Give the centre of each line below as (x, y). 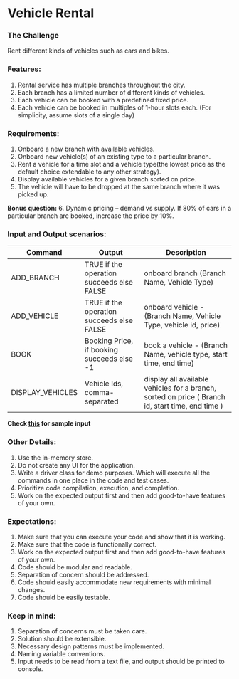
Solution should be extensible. (62, 639)
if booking (101, 350)
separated (101, 401)
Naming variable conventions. (61, 654)
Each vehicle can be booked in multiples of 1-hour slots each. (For (115, 107)
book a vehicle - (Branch (186, 345)
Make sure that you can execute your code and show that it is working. (121, 537)
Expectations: (32, 521)
